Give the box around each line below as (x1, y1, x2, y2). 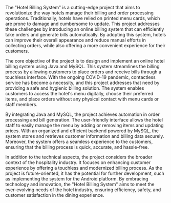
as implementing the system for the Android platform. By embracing (5, 176, 148, 181)
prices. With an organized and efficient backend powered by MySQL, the (5, 128, 159, 134)
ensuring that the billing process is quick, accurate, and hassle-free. (5, 144, 149, 150)
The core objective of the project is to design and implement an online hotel (5, 58, 165, 64)
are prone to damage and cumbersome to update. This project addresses (5, 21, 160, 27)
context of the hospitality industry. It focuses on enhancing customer (5, 159, 151, 166)
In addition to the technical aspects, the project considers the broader (5, 154, 153, 160)
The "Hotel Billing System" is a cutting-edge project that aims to (5, 5, 140, 10)
